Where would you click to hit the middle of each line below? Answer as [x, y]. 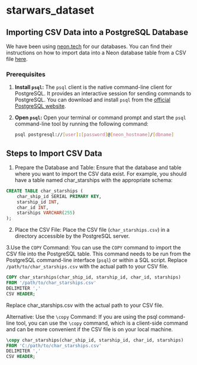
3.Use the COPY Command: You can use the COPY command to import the [94, 248]
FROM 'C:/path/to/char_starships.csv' [54, 345]
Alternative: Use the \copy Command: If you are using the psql [82, 316]
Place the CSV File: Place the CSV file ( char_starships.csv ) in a [92, 230]
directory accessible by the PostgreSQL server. [72, 236]
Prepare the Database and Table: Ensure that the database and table [98, 167]
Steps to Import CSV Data [54, 153]
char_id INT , [33, 207]
